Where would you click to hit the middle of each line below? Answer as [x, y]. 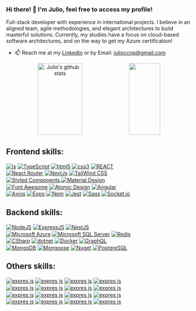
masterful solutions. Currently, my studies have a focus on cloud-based [92, 35]
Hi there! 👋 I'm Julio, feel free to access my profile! [80, 9]
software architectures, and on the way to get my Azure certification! [89, 41]
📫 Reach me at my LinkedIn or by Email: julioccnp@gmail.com [90, 53]
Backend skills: [34, 212]
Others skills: [31, 267]
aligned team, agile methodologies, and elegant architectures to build [90, 28]
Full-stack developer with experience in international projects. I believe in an [98, 22]
